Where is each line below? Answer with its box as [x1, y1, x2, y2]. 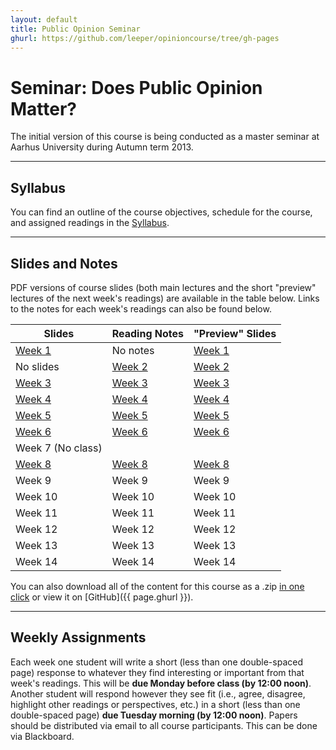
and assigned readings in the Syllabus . [10, 217, 170, 229]
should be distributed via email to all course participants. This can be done [10, 719, 318, 731]
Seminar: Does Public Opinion [10, 76, 263, 99]
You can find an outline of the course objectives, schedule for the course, [10, 206, 313, 218]
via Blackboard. [10, 730, 75, 742]
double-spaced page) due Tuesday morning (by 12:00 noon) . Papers [10, 709, 298, 721]
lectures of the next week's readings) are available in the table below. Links [10, 292, 320, 304]
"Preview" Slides [193, 326, 277, 340]
